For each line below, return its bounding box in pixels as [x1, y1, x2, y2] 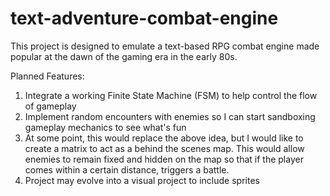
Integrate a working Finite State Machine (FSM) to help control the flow [24, 89, 318, 101]
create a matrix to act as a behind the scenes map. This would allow [24, 142, 305, 154]
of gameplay [24, 100, 77, 112]
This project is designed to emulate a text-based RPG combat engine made [10, 40, 320, 52]
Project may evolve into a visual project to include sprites [24, 174, 260, 186]
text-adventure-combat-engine [10, 7, 279, 30]
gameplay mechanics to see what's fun [24, 121, 187, 133]
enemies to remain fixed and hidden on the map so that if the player [24, 153, 304, 165]
